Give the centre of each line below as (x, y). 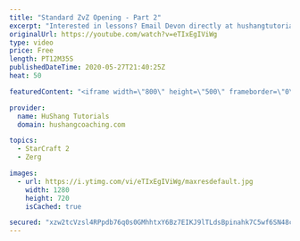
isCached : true (54, 206)
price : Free (31, 51)
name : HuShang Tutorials (63, 116)
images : (24, 173)
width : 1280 (47, 190)
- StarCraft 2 (43, 149)
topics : (24, 141)
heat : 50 (25, 76)
